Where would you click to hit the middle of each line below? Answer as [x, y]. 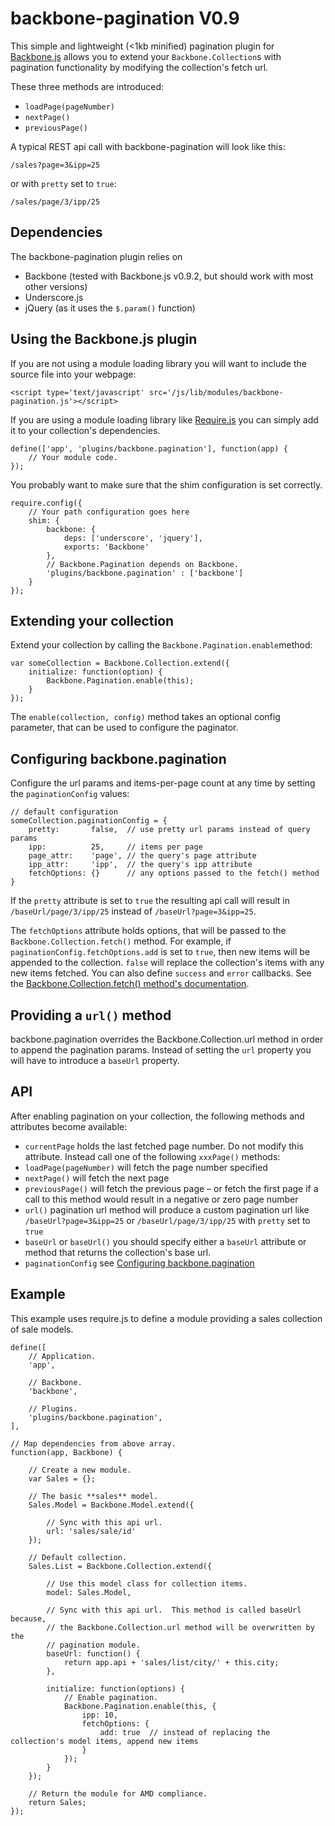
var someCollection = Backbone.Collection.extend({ [120, 663]
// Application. [62, 1356]
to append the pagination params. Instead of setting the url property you [161, 1050]
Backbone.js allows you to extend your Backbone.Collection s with [146, 56]
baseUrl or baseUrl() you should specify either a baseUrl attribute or [165, 1241]
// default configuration [64, 812]
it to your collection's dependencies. [85, 430]
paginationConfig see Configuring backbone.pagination [139, 1263]
